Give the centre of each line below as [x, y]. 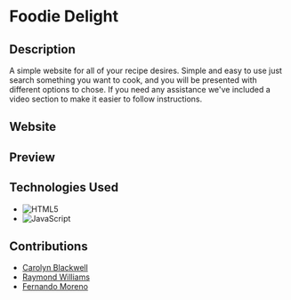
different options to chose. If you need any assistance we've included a [140, 89]
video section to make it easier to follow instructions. [106, 99]
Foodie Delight [64, 16]
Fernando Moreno [55, 287]
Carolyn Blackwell [55, 268]
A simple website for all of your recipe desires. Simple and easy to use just [146, 70]
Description [42, 49]
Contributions [48, 246]
